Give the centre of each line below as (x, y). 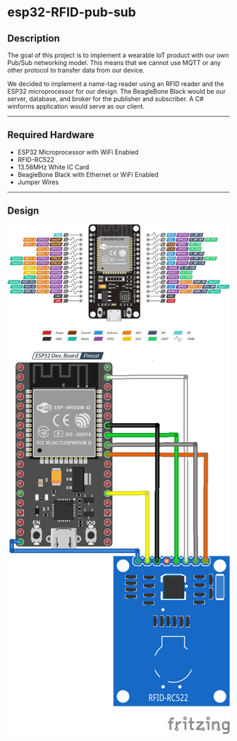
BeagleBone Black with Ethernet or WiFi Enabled (88, 174)
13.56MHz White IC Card (53, 167)
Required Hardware (51, 135)
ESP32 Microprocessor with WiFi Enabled (78, 152)
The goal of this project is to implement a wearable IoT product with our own (118, 55)
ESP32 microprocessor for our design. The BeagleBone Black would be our (116, 91)
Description (34, 38)
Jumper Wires (38, 182)
